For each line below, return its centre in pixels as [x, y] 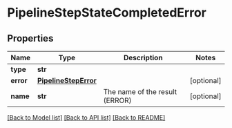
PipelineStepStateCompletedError [107, 13]
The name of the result [140, 92]
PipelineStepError [67, 81]
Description [143, 58]
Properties [30, 38]
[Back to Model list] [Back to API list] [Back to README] [86, 118]
